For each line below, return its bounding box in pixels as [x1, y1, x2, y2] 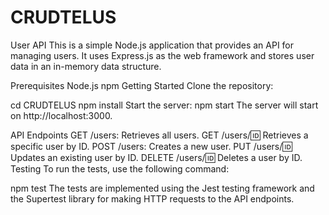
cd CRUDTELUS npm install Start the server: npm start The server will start [10, 99, 319, 111]
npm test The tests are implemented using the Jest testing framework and [10, 182, 315, 194]
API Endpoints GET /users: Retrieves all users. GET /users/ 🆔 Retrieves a [10, 129, 309, 141]
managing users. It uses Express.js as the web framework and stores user [10, 49, 315, 61]
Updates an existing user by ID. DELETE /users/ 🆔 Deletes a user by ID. [10, 151, 303, 163]
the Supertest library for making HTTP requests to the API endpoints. [10, 192, 295, 205]
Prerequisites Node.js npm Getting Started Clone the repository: [10, 79, 274, 91]
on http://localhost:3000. [10, 109, 113, 121]
